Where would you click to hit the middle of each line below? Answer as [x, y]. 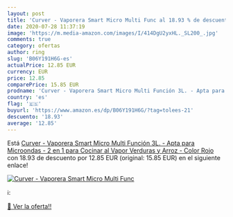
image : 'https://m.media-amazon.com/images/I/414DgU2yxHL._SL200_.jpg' [113, 33]
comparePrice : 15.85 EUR [43, 85]
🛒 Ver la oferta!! [29, 206]
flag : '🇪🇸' [24, 104]
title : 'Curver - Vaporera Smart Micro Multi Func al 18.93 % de [103, 20]
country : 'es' [28, 98]
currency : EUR [28, 71]
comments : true [29, 40]
